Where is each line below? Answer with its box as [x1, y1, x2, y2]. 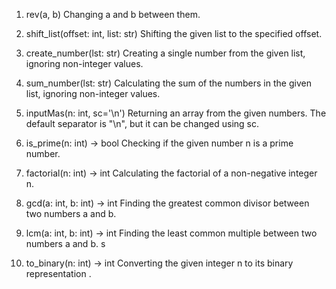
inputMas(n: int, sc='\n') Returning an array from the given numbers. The [25, 107, 327, 119]
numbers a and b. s [25, 238, 106, 249]
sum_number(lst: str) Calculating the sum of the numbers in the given [25, 77, 312, 89]
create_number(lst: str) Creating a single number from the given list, [25, 47, 306, 59]
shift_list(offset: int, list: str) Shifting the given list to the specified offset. [25, 28, 323, 39]
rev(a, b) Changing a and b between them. [25, 9, 201, 20]
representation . [25, 268, 92, 279]
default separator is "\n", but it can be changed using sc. [25, 118, 260, 129]
